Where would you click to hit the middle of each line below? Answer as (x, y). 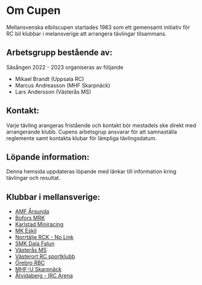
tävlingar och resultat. (33, 178)
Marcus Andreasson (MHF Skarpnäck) (62, 85)
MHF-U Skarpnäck (38, 269)
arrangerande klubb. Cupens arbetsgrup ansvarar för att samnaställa (92, 132)
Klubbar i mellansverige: (53, 197)
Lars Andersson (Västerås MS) (53, 92)
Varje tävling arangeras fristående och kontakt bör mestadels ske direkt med (101, 125)
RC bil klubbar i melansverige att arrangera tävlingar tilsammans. (87, 33)
